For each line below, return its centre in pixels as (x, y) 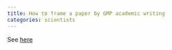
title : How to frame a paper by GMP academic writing (86, 13)
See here (20, 39)
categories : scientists (41, 20)
